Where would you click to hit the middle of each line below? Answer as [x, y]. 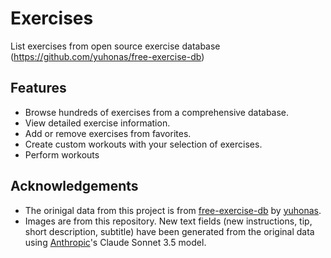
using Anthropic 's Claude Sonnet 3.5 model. [115, 242]
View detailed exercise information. [97, 123]
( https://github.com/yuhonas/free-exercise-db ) [107, 56]
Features [38, 88]
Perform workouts [62, 154]
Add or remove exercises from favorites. [108, 133]
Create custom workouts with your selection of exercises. [143, 144]
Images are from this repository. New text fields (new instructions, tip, [168, 221]
